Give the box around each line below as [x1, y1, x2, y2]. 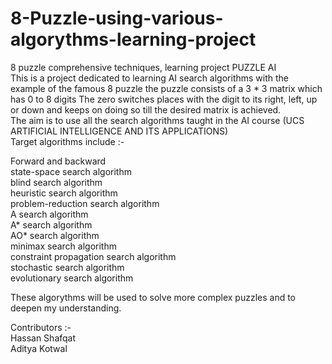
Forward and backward [10, 155, 107, 167]
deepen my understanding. [10, 302, 122, 314]
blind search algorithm [10, 176, 103, 188]
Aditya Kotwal [10, 342, 68, 354]
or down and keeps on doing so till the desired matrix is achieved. [10, 103, 282, 116]
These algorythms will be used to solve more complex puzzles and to [10, 291, 297, 303]
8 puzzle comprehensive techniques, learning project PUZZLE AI [10, 61, 277, 73]
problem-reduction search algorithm [10, 197, 160, 209]
